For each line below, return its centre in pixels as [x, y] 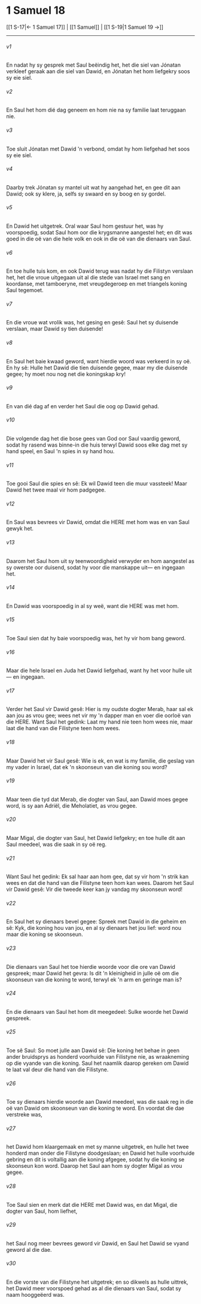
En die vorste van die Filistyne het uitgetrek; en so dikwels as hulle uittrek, [97, 1282]
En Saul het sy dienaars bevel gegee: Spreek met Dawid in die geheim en [96, 921]
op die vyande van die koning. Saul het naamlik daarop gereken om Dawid [98, 1063]
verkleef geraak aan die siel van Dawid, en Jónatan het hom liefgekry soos [98, 71]
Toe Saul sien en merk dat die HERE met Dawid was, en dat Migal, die [92, 1204]
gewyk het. [20, 529]
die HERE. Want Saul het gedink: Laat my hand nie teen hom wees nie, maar [100, 722]
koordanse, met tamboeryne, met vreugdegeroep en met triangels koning [97, 284]
